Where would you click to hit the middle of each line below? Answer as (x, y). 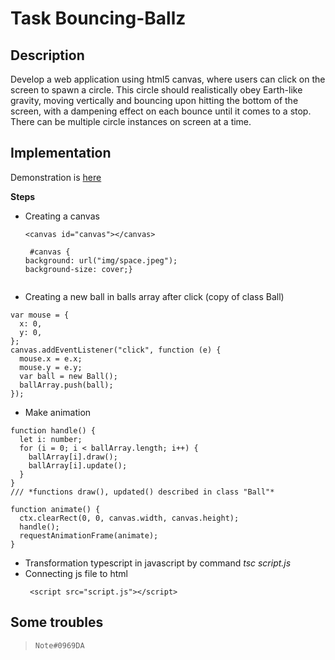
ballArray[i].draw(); (73, 457)
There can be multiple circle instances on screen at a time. (131, 121)
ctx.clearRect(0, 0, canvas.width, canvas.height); (129, 518)
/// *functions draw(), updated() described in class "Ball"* (142, 492)
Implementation (61, 153)
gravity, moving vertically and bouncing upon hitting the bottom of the (154, 100)
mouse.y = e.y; (51, 367)
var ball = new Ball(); (68, 376)
